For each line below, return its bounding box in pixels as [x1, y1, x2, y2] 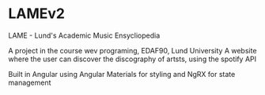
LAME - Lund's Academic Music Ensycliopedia [8, 31, 161, 40]
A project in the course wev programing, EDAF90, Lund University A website [8, 46, 257, 55]
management [8, 78, 51, 87]
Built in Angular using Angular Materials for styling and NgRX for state [8, 69, 236, 79]
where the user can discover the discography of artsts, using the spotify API [8, 54, 257, 64]
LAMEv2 [8, 5, 66, 23]
